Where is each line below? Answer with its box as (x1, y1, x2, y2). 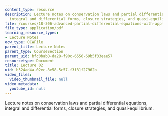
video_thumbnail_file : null (9, 77, 68, 82)
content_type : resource (5, 7, 55, 12)
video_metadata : (5, 81, 39, 86)
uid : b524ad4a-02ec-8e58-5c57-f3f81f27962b (5, 68, 97, 73)
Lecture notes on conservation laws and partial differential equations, (5, 100, 148, 106)
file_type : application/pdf (5, 26, 64, 31)
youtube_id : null (9, 86, 46, 91)
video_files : (5, 72, 32, 77)
